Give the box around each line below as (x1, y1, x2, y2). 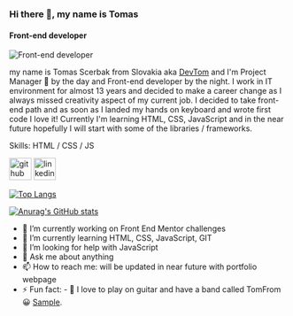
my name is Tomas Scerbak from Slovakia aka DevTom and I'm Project (9, 66, 267, 78)
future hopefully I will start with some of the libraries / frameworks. (9, 123, 252, 134)
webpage (21, 274, 58, 285)
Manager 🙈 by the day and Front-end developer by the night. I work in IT (9, 76, 273, 87)
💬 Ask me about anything (21, 251, 114, 262)
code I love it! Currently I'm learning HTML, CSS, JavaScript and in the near (9, 114, 285, 125)
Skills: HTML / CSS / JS (9, 141, 95, 151)
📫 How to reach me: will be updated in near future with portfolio (21, 261, 258, 273)
